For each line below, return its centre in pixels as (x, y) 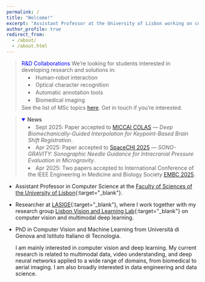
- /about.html (30, 46)
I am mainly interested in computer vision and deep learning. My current (106, 248)
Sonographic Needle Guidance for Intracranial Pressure (124, 154)
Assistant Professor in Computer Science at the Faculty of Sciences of (104, 186)
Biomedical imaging (60, 100)
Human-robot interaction (67, 78)
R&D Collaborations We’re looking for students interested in (96, 63)
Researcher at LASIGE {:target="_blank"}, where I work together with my (106, 204)
